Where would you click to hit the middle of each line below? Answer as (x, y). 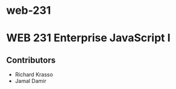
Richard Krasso (34, 75)
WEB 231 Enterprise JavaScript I (88, 38)
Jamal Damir (30, 81)
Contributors (31, 60)
